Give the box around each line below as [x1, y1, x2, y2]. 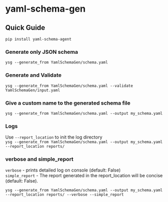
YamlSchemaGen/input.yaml [5, 87, 60, 93]
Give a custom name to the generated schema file [5, 99, 131, 107]
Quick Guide [5, 23, 45, 32]
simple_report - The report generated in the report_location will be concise [5, 173, 163, 179]
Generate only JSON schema [5, 48, 78, 55]
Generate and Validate [5, 72, 62, 79]
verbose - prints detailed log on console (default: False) [5, 167, 121, 173]
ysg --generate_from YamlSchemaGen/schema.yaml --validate [5, 83, 133, 88]
